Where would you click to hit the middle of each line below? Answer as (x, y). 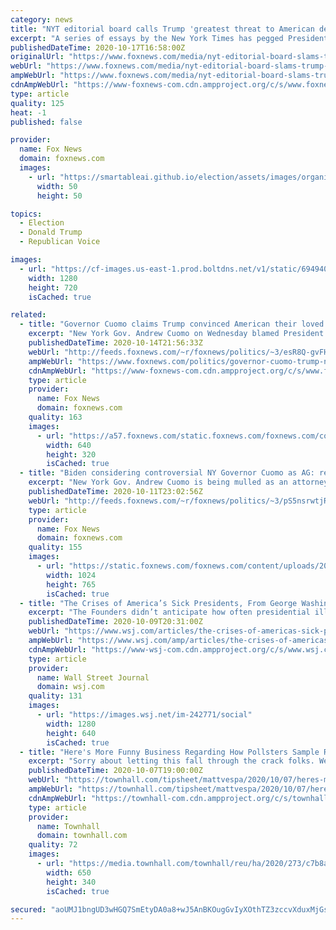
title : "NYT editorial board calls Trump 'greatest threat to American (162, 29)
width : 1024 (71, 575)
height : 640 (71, 733)
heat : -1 (28, 112)
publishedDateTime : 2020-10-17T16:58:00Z (98, 47)
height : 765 (71, 584)
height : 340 (71, 882)
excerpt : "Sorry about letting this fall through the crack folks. (171, 761)
